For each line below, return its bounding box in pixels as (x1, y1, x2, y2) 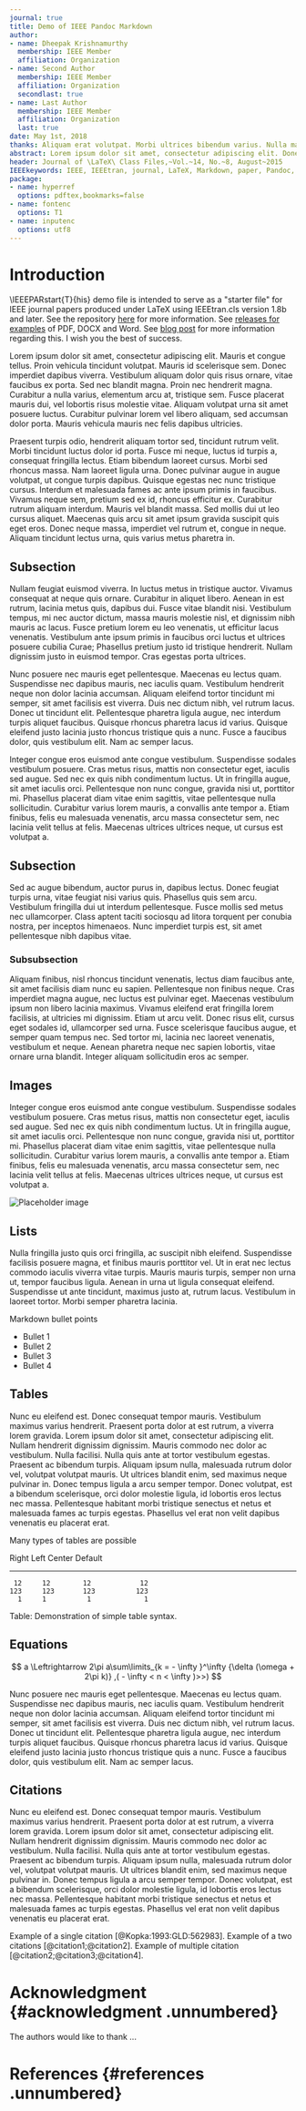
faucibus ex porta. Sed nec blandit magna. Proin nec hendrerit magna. (9, 380, 273, 391)
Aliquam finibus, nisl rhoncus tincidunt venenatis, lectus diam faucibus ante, (9, 974, 295, 984)
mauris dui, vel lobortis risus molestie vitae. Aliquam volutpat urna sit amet (9, 399, 289, 410)
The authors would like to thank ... (9, 2032, 137, 2043)
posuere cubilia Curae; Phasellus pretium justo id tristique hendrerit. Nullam (9, 641, 293, 652)
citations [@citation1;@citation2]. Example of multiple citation (9, 1941, 240, 1952)
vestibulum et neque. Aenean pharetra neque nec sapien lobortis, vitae (9, 1042, 276, 1053)
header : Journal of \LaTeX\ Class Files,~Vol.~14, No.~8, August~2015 (9, 157, 283, 167)
